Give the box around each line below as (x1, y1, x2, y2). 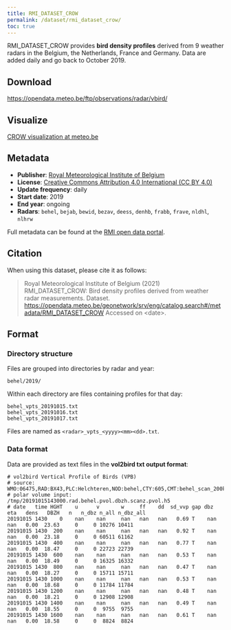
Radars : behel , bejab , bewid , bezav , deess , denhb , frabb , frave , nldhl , (16, 207, 210, 215)
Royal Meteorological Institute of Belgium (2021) (23, 279, 160, 287)
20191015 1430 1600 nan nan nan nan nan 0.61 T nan (7, 611, 217, 618)
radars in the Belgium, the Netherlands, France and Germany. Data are (7, 49, 206, 57)
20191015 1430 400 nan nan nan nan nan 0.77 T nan (7, 539, 217, 546)
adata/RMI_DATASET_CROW (23, 308, 104, 317)
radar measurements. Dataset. (23, 293, 111, 302)
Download (7, 76, 52, 88)
